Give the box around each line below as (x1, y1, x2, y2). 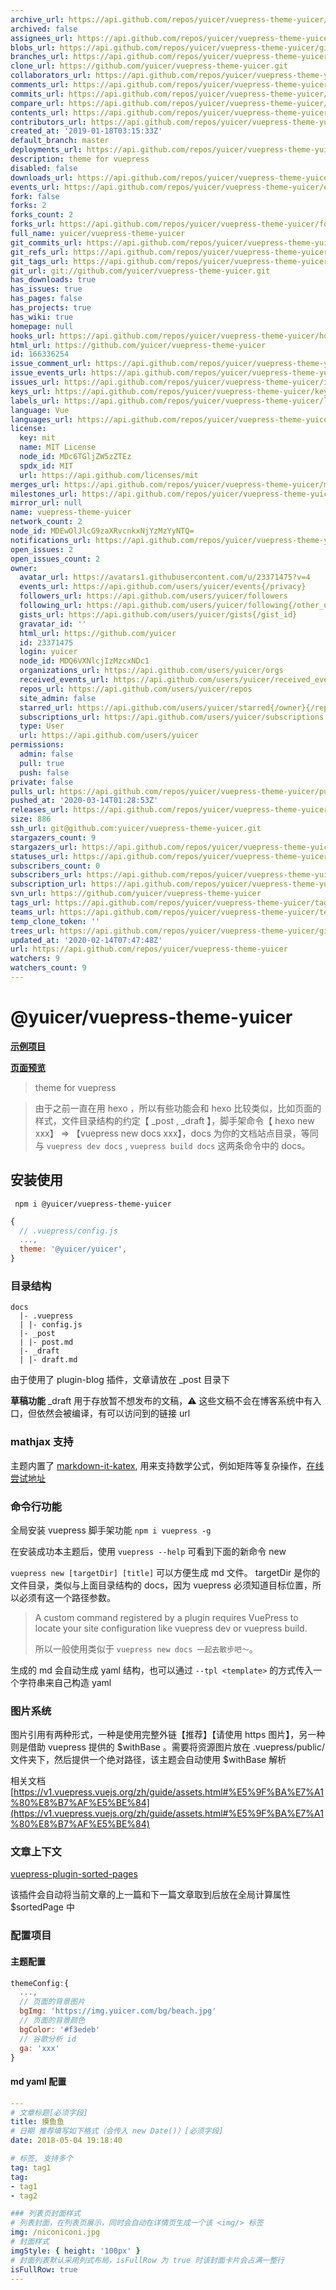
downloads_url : (10, 172, 74, 183)
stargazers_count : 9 (10, 832, 97, 843)
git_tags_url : (10, 256, 70, 266)
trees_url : (10, 926, 56, 936)
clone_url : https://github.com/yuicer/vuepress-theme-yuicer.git (10, 61, 288, 71)
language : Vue (10, 405, 70, 415)
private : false (10, 777, 74, 787)
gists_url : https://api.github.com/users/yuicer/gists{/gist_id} (19, 609, 298, 620)
